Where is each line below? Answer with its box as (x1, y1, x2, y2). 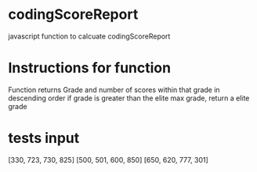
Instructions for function (8, 59, 171, 77)
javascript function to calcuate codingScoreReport (8, 31, 171, 41)
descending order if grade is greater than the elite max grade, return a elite (8, 93, 250, 103)
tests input (8, 130, 80, 147)
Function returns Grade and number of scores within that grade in (8, 85, 221, 94)
